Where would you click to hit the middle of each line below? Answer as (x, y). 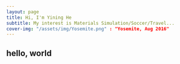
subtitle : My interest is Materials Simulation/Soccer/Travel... (90, 23)
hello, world (29, 53)
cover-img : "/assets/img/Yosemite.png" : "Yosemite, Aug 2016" (88, 29)
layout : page (23, 12)
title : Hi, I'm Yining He (39, 18)
